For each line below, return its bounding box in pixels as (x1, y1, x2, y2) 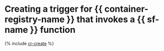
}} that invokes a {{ (66, 14, 145, 25)
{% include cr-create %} (4, 40, 55, 46)
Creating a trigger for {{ (4, 3, 103, 15)
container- (104, 3, 149, 15)
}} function (29, 25, 76, 35)
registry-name (4, 14, 65, 25)
